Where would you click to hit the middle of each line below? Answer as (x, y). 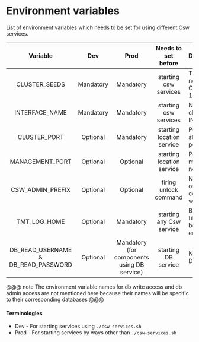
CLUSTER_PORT (41, 137)
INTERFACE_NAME (41, 112)
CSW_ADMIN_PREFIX (41, 189)
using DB (131, 264)
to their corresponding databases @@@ (55, 299)
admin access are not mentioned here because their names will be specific (98, 293)
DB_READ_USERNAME (41, 249)
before (169, 63)
